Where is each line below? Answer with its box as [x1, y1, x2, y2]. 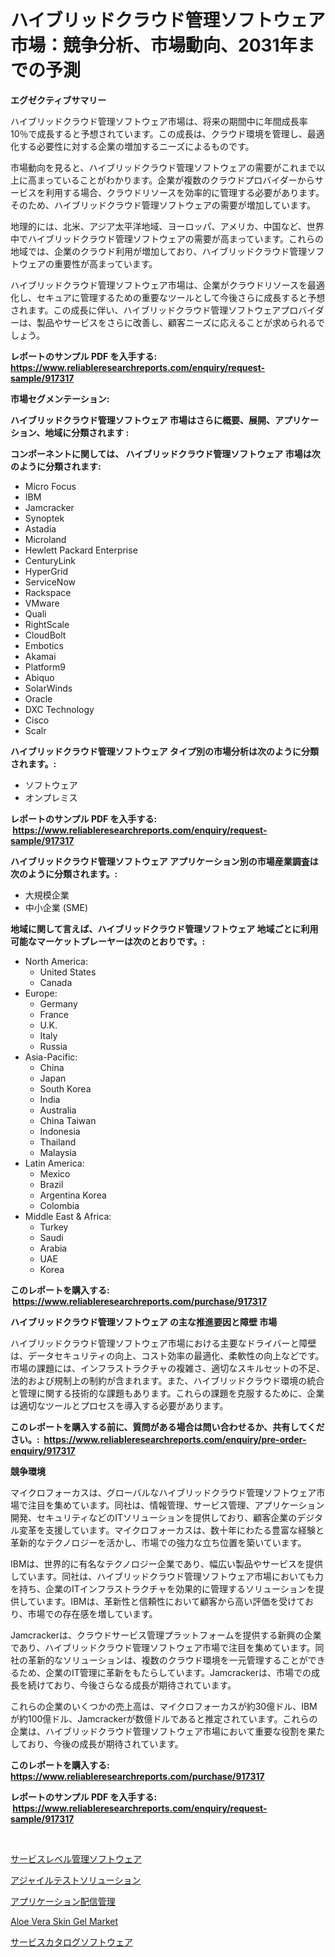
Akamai [24, 650, 57, 662]
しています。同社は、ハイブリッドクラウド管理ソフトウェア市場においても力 [10, 1570, 324, 1582]
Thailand [39, 1136, 77, 1148]
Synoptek [24, 512, 65, 524]
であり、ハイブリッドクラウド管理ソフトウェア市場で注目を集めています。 [10, 1641, 316, 1653]
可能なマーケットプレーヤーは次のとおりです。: [10, 935, 206, 947]
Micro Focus [24, 480, 77, 492]
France [39, 1008, 70, 1020]
